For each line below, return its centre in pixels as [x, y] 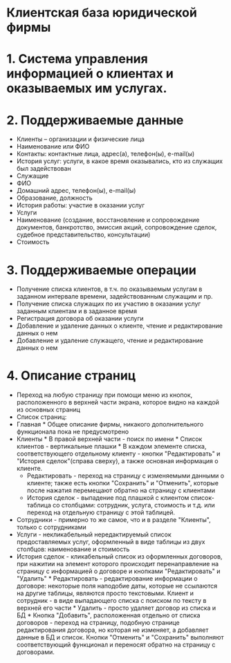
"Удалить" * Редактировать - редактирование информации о [107, 579]
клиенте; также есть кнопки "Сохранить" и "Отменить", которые [123, 483]
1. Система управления [77, 59]
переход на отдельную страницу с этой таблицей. [101, 512]
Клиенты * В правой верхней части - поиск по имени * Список [109, 439]
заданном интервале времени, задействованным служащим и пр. [114, 297]
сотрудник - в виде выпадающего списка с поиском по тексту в [111, 601]
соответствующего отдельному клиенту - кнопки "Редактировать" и [118, 454]
